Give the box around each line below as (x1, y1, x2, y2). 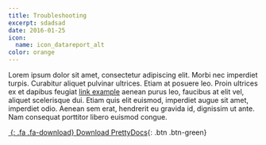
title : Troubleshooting (8, 11, 87, 20)
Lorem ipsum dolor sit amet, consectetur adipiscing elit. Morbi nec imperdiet (8, 71, 258, 79)
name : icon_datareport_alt (15, 41, 105, 49)
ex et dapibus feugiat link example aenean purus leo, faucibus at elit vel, (8, 87, 245, 96)
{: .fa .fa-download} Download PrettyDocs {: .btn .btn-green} (10, 128, 207, 137)
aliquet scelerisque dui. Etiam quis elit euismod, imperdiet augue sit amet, (8, 96, 249, 105)
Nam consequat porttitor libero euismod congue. (8, 113, 168, 121)
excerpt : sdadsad (8, 19, 66, 27)
